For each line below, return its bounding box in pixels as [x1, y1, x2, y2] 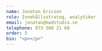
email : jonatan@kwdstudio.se [6, 19, 78, 25]
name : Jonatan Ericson [6, 8, 62, 15]
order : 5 [6, 30, 28, 36]
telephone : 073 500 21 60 [6, 25, 70, 31]
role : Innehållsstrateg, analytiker [6, 14, 96, 20]
